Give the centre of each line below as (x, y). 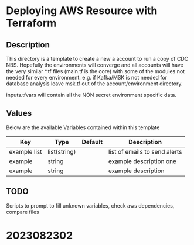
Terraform (31, 23)
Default (92, 142)
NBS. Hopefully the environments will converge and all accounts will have (95, 65)
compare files (23, 212)
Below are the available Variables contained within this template (83, 127)
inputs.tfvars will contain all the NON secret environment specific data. (91, 95)
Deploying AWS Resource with (82, 11)
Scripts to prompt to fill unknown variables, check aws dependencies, (90, 205)
